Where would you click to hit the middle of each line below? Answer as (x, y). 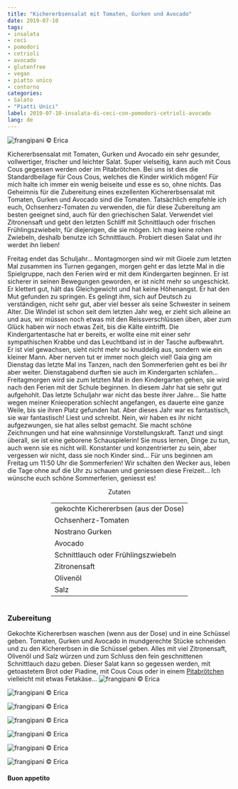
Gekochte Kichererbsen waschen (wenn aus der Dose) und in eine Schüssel (119, 633)
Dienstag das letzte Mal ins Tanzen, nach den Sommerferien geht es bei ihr (117, 365)
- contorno (23, 87)
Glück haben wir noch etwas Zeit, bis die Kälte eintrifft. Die (93, 326)
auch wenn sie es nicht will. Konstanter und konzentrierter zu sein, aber (112, 448)
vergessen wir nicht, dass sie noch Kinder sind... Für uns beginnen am (110, 455)
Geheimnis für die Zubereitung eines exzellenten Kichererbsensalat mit (111, 192)
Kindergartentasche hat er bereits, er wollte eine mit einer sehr (99, 334)
